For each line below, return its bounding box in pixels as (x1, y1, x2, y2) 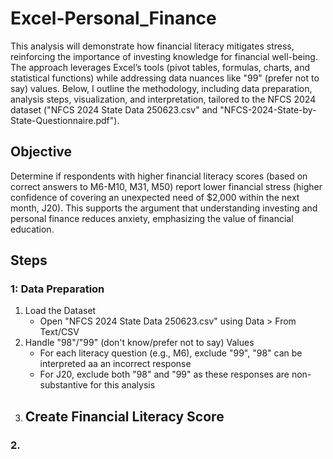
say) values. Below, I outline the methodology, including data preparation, (10, 82, 313, 94)
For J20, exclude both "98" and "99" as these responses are (39, 368, 290, 381)
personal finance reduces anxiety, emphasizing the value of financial (10, 212, 294, 224)
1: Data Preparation (10, 282, 105, 296)
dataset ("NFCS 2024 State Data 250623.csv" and (10, 103, 218, 116)
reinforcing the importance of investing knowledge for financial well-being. (10, 50, 318, 62)
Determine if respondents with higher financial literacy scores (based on (10, 170, 308, 182)
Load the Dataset (24, 305, 97, 317)
